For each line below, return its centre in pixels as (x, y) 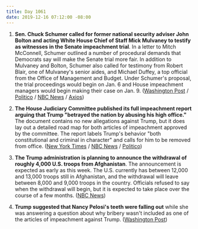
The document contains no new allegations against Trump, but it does (100, 121)
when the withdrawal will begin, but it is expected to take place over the (102, 189)
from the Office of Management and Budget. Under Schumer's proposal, (103, 78)
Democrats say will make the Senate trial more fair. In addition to (93, 59)
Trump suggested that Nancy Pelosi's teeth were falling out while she (101, 207)
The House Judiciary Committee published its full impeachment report (103, 108)
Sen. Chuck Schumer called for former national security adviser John (102, 34)
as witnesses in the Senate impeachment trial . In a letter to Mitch (95, 46)
